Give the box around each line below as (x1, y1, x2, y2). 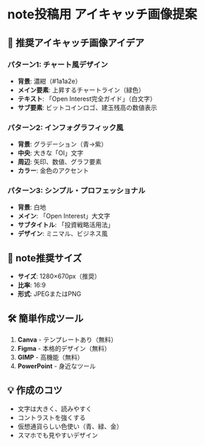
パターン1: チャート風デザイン (7, 59, 108, 69)
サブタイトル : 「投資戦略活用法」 (17, 221, 114, 229)
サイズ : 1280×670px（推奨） (17, 272, 101, 280)
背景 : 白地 (17, 203, 46, 211)
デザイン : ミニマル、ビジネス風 (17, 230, 108, 238)
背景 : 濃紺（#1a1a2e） (17, 77, 82, 85)
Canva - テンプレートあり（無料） (17, 335, 118, 344)
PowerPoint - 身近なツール (17, 362, 97, 371)
